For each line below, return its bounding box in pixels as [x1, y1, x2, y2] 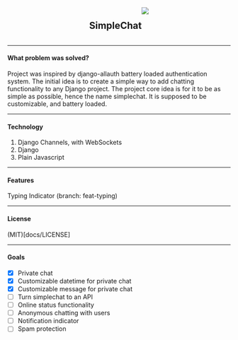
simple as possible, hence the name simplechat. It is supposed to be [7, 92, 207, 101]
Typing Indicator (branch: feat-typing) [7, 192, 118, 200]
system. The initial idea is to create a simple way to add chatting [7, 77, 195, 86]
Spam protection [17, 324, 67, 333]
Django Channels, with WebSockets [17, 138, 123, 147]
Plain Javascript [17, 153, 65, 162]
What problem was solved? [7, 54, 90, 62]
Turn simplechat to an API [17, 293, 93, 301]
